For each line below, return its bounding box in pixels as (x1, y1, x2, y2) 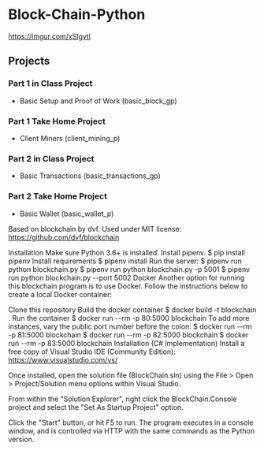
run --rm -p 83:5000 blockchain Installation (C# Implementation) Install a (8, 338, 245, 348)
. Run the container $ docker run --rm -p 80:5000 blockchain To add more (8, 313, 250, 322)
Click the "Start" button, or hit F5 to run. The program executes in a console (8, 418, 254, 427)
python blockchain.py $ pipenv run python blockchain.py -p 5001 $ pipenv (8, 264, 251, 273)
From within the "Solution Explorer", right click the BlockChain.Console (8, 394, 237, 404)
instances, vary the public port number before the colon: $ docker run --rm (8, 322, 252, 331)
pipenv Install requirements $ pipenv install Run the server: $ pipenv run (8, 256, 242, 266)
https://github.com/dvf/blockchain (8, 232, 120, 242)
